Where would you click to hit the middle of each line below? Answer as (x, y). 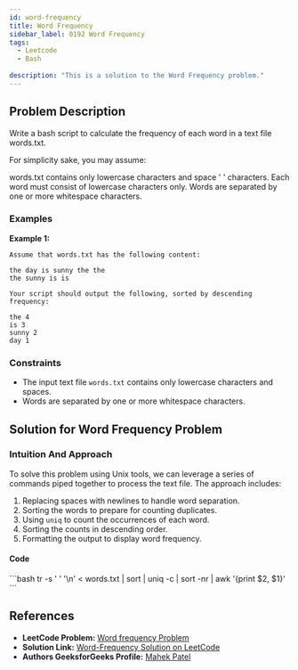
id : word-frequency (45, 17)
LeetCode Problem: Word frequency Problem (105, 637)
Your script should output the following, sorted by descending (131, 294)
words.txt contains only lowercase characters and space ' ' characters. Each (149, 177)
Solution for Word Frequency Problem (116, 429)
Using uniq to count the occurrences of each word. (116, 519)
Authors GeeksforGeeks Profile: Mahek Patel (106, 657)
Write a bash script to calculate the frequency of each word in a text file (141, 133)
